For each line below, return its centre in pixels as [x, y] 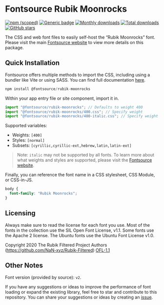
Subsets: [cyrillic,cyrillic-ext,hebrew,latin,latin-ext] [72, 146]
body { [12, 189]
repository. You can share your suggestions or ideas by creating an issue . [79, 297]
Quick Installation [32, 63]
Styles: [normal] [28, 140]
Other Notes [24, 266]
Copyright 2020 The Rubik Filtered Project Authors [56, 245]
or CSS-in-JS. [19, 180]
